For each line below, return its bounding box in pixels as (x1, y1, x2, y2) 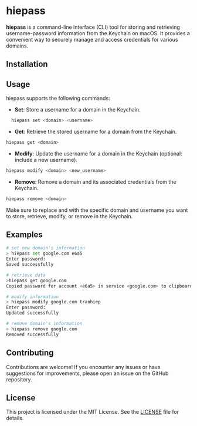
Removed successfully (6, 332, 59, 337)
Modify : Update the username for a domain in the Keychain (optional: (14, 150, 183, 157)
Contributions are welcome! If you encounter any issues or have (6, 363, 161, 370)
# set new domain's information (6, 245, 85, 251)
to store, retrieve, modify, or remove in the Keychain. (6, 212, 133, 219)
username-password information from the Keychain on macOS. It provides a (6, 29, 191, 36)
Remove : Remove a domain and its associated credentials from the (14, 178, 177, 185)
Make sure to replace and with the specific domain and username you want (6, 207, 188, 214)
